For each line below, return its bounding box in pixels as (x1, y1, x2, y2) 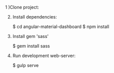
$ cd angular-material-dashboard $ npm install (12, 23, 109, 29)
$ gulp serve (12, 62, 39, 68)
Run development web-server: (12, 52, 76, 58)
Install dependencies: (12, 14, 57, 19)
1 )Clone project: (5, 4, 39, 10)
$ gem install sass (12, 43, 50, 49)
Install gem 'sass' (12, 33, 49, 39)
